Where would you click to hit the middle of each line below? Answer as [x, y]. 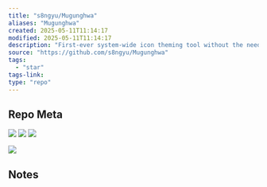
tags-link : [26, 75]
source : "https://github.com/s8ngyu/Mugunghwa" [89, 53]
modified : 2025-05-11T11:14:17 [60, 38]
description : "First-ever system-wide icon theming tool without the [126, 45]
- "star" [30, 68]
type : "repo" [30, 82]
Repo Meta [36, 114]
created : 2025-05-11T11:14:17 [58, 30]
